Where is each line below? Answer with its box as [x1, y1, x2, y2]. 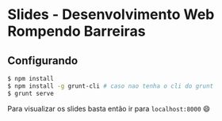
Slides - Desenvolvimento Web [7, 6, 215, 24]
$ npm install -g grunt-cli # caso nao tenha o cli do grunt [7, 81, 214, 90]
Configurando [7, 54, 78, 67]
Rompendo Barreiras [7, 22, 146, 40]
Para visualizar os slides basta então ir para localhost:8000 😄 [7, 104, 211, 113]
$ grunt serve [7, 89, 55, 97]
